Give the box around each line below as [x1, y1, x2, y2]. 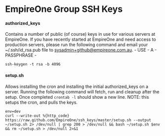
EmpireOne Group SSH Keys [5, 3, 123, 15]
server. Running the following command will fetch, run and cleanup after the [5, 88, 160, 95]
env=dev [5, 109, 21, 114]
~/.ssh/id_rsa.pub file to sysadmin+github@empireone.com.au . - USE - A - [5, 47, 157, 53]
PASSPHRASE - [5, 52, 37, 58]
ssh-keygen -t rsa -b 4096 [5, 62, 61, 67]
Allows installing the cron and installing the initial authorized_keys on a [5, 83, 149, 89]
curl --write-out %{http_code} [5, 113, 70, 118]
